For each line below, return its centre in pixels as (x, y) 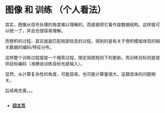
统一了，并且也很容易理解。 (37, 30)
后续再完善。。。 (20, 90)
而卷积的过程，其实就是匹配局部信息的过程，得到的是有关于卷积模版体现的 (80, 41)
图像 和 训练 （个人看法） (55, 10)
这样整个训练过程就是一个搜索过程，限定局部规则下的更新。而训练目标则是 (80, 57)
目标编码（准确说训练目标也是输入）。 (47, 64)
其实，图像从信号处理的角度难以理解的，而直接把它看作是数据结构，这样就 (80, 24)
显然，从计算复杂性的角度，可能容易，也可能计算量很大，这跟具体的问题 (78, 74)
